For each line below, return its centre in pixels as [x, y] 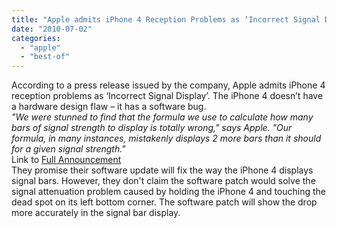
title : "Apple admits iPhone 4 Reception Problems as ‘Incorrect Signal [166, 19]
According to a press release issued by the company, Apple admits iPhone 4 [168, 85]
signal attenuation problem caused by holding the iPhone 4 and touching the [169, 192]
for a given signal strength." [68, 149]
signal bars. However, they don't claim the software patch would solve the [163, 181]
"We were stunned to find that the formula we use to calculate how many [162, 117]
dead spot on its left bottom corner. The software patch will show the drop [164, 202]
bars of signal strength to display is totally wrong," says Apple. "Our [152, 128]
